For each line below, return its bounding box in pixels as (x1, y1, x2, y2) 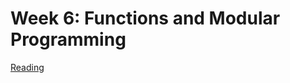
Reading (10, 61, 45, 73)
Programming (10, 28, 127, 51)
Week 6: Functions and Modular (10, 7, 281, 30)
